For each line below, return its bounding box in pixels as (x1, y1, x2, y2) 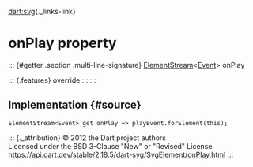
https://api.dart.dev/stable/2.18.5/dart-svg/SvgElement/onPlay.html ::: (8, 150, 234, 159)
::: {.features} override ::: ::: (8, 75, 96, 85)
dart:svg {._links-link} (8, 7, 77, 16)
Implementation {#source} (8, 98, 142, 112)
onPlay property (8, 35, 117, 52)
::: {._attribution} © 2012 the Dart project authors (8, 133, 166, 143)
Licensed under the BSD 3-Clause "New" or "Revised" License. (8, 141, 215, 150)
